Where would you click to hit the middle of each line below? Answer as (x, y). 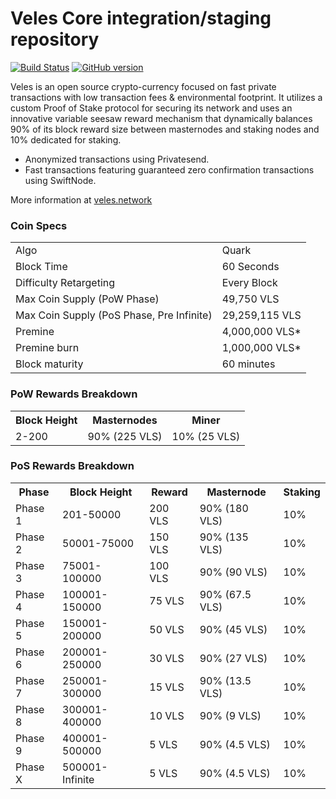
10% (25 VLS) (206, 436)
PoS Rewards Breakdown (72, 466)
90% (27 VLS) (233, 658)
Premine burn (47, 348)
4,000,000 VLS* (261, 332)
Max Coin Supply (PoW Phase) (87, 299)
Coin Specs (39, 225)
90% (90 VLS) (233, 572)
